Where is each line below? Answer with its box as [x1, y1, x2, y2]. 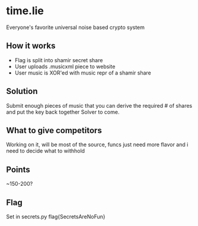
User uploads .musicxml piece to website [14, 63, 116, 70]
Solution [6, 86, 38, 96]
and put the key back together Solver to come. [6, 108, 120, 115]
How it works [6, 41, 56, 51]
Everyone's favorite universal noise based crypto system [6, 24, 145, 31]
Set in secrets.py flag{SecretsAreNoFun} [6, 213, 106, 220]
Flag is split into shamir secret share [14, 56, 103, 63]
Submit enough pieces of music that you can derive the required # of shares [6, 102, 193, 109]
